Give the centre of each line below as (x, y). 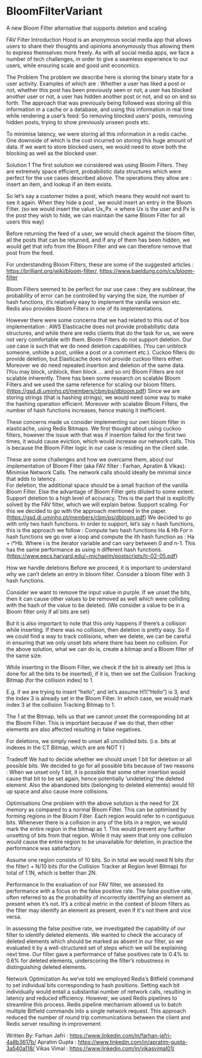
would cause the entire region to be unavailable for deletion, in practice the (99, 841)
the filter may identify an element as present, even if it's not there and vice (99, 910)
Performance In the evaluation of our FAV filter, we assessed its (85, 884)
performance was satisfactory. (44, 848)
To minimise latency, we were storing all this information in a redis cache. (97, 134)
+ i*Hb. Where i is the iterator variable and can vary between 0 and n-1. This (101, 543)
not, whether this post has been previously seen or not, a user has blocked (99, 90)
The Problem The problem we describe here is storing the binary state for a (100, 77)
